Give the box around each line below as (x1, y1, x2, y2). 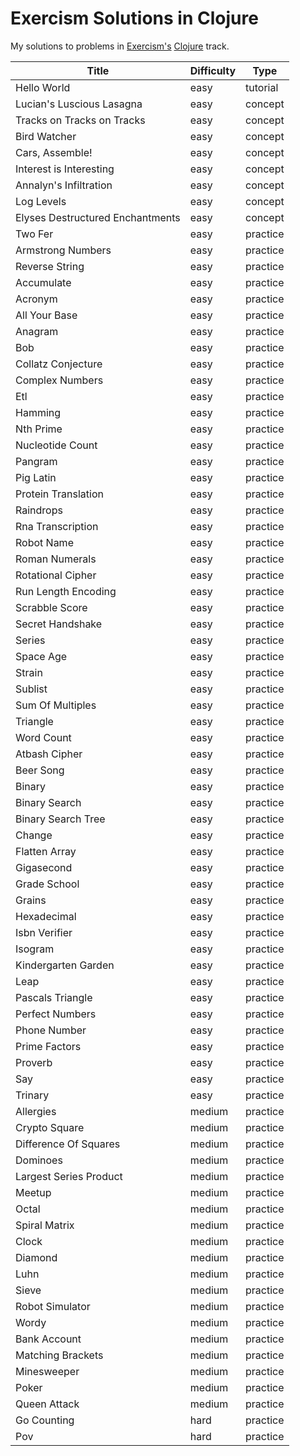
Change (15, 828, 53, 842)
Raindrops (15, 503, 63, 517)
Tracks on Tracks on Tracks (15, 113, 146, 127)
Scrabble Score (15, 600, 88, 614)
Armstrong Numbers (15, 243, 112, 257)
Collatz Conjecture (15, 357, 103, 371)
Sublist (15, 682, 48, 696)
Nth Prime (15, 422, 63, 436)
